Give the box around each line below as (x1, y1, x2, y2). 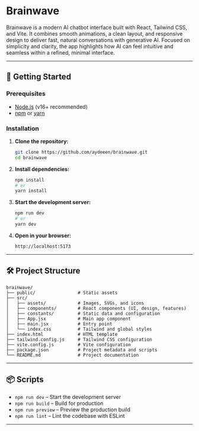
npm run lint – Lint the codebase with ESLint (14, 412, 126, 419)
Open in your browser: (14, 232, 72, 239)
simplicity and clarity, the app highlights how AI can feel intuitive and (6, 43, 174, 50)
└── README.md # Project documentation (6, 352, 139, 358)
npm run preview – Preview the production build (14, 405, 131, 413)
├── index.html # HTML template (6, 331, 118, 337)
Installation (6, 124, 40, 132)
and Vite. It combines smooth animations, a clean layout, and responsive (6, 30, 183, 37)
